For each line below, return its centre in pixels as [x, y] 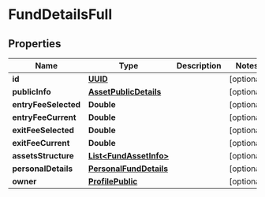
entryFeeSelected [47, 104]
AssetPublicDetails [125, 92]
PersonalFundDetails [128, 169]
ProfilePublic [113, 181]
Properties [35, 44]
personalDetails [43, 169]
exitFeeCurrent [41, 143]
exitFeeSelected [43, 130]
